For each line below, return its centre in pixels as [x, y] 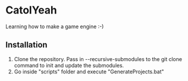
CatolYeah [31, 10]
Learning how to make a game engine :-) [55, 26]
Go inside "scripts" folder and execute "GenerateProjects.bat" [89, 72]
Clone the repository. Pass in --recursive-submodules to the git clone [98, 59]
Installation [26, 45]
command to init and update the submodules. [69, 65]
